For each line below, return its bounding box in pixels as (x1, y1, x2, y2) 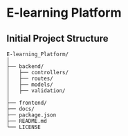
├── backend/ (6, 63, 44, 70)
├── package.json (6, 112, 57, 119)
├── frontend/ (6, 99, 48, 106)
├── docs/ (6, 105, 35, 112)
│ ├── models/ (6, 81, 53, 88)
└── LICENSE (6, 124, 41, 130)
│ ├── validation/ (6, 87, 66, 94)
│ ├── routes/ (6, 75, 53, 82)
